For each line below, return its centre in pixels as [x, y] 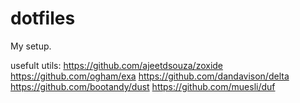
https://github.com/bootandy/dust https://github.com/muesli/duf [143, 86]
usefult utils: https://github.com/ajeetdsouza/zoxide [117, 65]
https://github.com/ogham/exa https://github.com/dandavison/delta [150, 76]
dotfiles [43, 18]
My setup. [31, 46]
